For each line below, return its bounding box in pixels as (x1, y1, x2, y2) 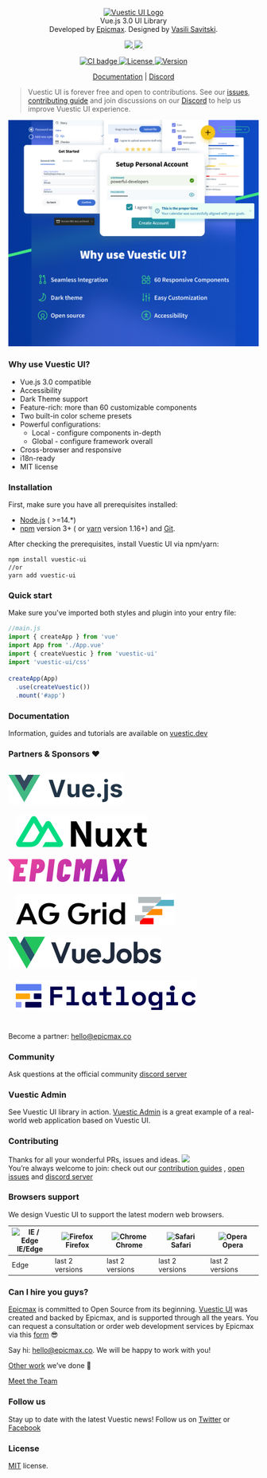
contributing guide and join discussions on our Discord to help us (27, 96, 242, 105)
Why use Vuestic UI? (8, 359, 91, 370)
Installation (8, 482, 53, 493)
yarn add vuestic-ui (8, 571, 77, 580)
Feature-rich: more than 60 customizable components (19, 403, 197, 412)
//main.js (8, 624, 41, 633)
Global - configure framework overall (31, 436, 153, 446)
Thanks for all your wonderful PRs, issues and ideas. (8, 1154, 180, 1164)
